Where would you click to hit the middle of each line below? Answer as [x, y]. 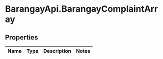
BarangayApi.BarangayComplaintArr [81, 9]
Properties [22, 37]
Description [57, 51]
